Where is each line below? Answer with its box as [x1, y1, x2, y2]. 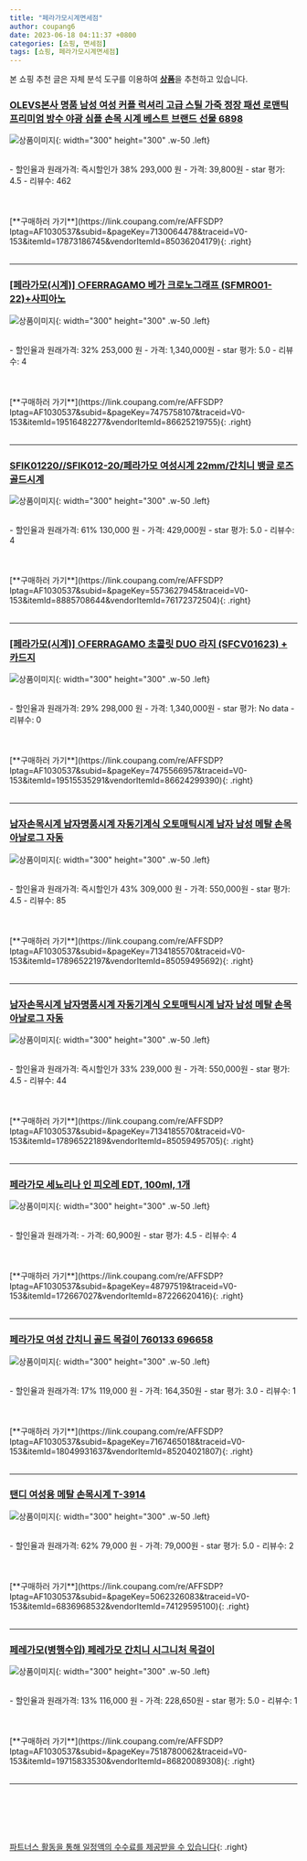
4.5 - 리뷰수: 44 [9, 1075, 67, 1086]
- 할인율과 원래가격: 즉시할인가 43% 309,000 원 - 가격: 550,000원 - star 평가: [9, 883, 291, 894]
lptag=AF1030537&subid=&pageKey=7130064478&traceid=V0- [9, 226, 249, 238]
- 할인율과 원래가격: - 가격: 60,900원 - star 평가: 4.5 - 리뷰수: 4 [9, 1230, 238, 1241]
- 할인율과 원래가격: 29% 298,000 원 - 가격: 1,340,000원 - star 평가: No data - [9, 703, 295, 714]
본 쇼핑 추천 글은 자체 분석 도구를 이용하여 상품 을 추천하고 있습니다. [9, 74, 249, 85]
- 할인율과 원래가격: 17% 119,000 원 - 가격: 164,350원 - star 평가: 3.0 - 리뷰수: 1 [9, 1385, 297, 1396]
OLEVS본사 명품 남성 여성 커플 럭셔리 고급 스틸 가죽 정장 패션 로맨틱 [9, 99, 290, 112]
